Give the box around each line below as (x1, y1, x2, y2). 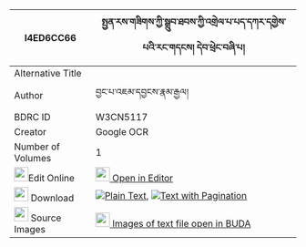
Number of (14, 140, 61, 153)
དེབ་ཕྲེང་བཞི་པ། (196, 41, 246, 54)
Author (14, 88, 44, 101)
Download (30, 191, 75, 204)
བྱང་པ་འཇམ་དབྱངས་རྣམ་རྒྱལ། (95, 86, 189, 98)
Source (30, 211, 62, 224)
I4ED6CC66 (24, 32, 76, 44)
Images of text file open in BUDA (112, 218, 251, 230)
